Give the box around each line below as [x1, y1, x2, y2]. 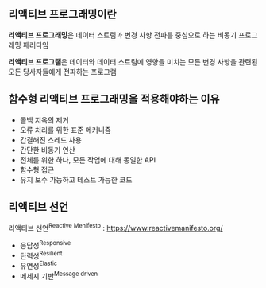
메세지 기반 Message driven [19, 270, 98, 281]
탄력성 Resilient [19, 249, 63, 260]
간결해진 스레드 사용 [19, 134, 82, 145]
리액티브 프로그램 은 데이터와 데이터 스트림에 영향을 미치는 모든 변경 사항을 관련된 [8, 56, 258, 66]
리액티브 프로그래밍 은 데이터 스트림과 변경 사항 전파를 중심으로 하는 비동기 [8, 30, 237, 40]
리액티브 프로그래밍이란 [8, 7, 117, 21]
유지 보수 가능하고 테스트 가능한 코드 [19, 174, 133, 185]
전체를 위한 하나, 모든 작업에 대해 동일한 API [19, 154, 156, 165]
